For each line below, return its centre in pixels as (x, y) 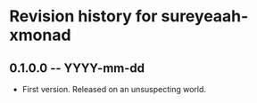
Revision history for (83, 16)
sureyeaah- (205, 16)
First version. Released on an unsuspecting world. (114, 89)
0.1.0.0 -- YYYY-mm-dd (77, 68)
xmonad (40, 35)
